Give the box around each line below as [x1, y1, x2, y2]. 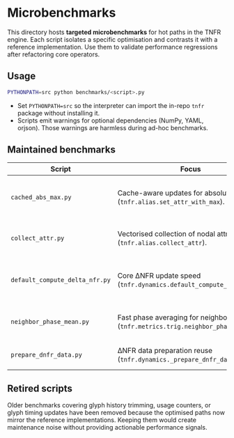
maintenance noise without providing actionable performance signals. [7, 423, 208, 432]
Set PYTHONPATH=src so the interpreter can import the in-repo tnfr [17, 101, 205, 109]
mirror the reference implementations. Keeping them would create [7, 416, 197, 424]
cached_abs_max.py [10, 194, 72, 201]
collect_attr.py [10, 235, 65, 242]
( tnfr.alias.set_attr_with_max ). [117, 197, 225, 207]
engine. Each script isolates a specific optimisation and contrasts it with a [7, 35, 218, 43]
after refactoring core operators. [7, 50, 100, 58]
